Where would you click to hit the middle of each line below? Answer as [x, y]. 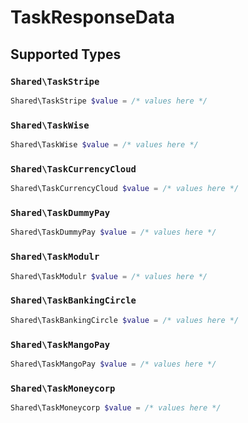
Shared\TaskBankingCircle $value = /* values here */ [125, 320]
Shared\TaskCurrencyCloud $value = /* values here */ [125, 189]
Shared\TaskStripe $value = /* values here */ [109, 101]
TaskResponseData [92, 17]
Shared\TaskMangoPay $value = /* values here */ [113, 364]
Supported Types [66, 54]
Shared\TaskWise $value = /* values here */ [104, 145]
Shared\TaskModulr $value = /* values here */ [109, 276]
